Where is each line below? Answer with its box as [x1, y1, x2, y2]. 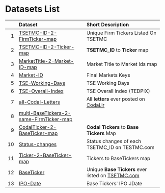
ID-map [19, 64, 37, 71]
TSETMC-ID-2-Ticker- [19, 43, 75, 50]
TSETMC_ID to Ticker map [86, 47, 149, 53]
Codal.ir [86, 101, 105, 108]
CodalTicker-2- [19, 123, 56, 130]
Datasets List [5, 3, 60, 15]
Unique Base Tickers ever [86, 166, 147, 172]
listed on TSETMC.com [86, 172, 140, 179]
